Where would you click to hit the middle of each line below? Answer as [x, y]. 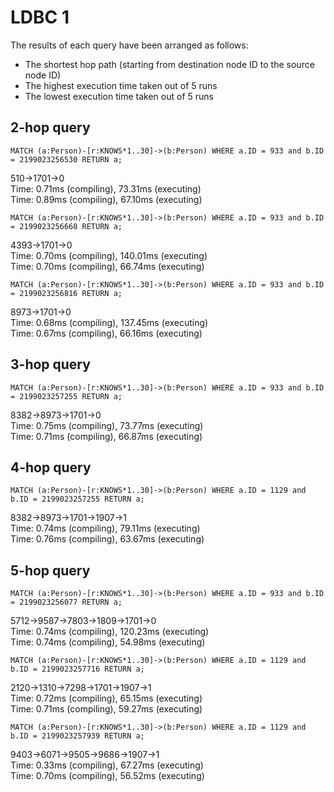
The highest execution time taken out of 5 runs [121, 85]
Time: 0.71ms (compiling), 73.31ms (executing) [106, 188]
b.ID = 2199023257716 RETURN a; [77, 669]
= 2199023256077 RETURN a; [66, 602]
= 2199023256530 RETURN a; [66, 159]
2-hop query [50, 127]
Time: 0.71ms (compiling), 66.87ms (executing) [106, 436]
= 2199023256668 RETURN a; [66, 226]
